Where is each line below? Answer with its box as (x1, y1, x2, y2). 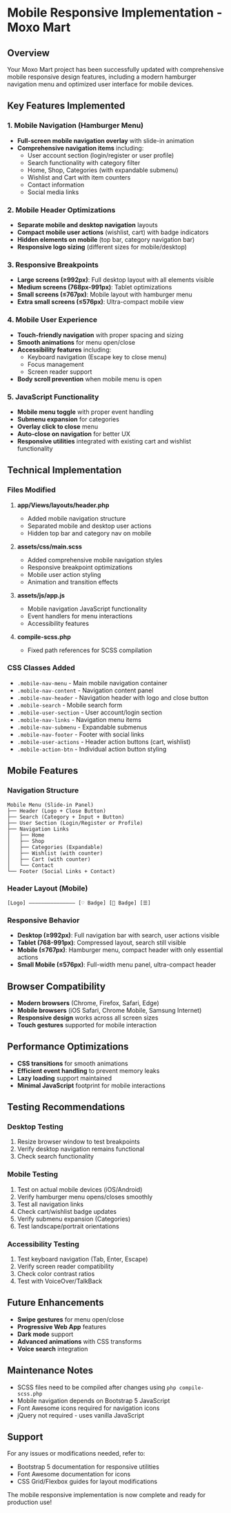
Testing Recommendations (7, 1101, 125, 1113)
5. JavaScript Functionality (7, 392, 99, 401)
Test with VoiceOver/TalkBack (17, 1277, 103, 1286)
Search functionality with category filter (27, 158, 141, 166)
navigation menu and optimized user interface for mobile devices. (7, 80, 194, 88)
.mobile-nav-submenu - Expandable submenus (17, 723, 148, 731)
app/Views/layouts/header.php (17, 501, 110, 509)
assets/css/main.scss (17, 542, 83, 551)
